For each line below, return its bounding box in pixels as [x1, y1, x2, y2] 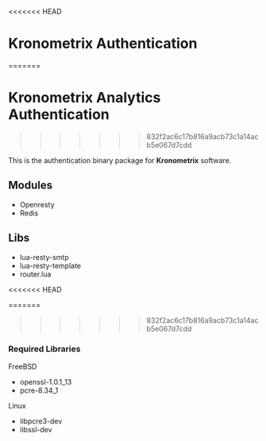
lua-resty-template [19, 261, 82, 270]
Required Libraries [8, 343, 81, 354]
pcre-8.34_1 [19, 385, 59, 395]
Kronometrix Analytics [8, 89, 161, 106]
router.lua [19, 269, 52, 279]
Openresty [19, 199, 55, 209]
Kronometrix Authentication [8, 35, 198, 52]
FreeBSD [8, 362, 37, 371]
